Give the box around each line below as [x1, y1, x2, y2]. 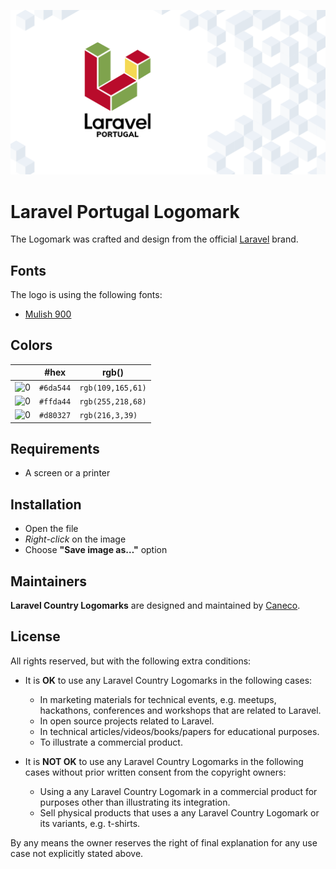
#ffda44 [39, 396, 72, 407]
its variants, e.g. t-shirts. [39, 817, 141, 829]
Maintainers [10, 573, 88, 590]
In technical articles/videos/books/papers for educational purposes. [39, 725, 320, 737]
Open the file [24, 523, 79, 535]
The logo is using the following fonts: [10, 289, 163, 301]
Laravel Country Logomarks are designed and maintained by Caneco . [10, 600, 301, 612]
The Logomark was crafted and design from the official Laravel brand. [10, 233, 299, 245]
